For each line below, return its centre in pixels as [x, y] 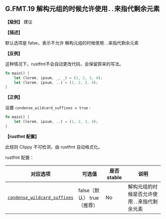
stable [114, 177]
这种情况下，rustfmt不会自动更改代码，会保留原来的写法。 [64, 64]
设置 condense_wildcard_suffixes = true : [48, 108]
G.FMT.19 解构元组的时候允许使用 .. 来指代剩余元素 [83, 9]
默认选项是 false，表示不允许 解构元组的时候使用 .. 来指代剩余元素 [72, 43]
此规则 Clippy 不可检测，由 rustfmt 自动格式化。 [54, 147]
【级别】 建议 [19, 22]
